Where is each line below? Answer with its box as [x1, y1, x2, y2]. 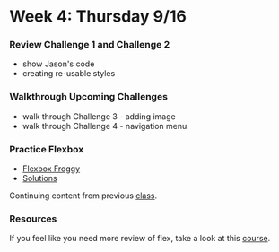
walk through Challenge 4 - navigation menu [22, 120, 187, 131]
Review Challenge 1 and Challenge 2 [9, 39, 170, 51]
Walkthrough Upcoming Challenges [9, 91, 169, 103]
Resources [9, 213, 57, 225]
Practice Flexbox [9, 143, 84, 155]
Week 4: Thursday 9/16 [9, 6, 187, 27]
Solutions [22, 173, 57, 184]
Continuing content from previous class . [9, 190, 158, 201]
